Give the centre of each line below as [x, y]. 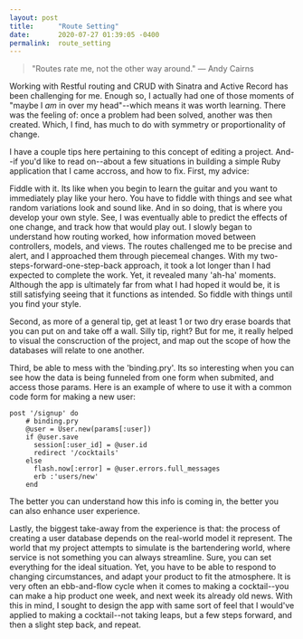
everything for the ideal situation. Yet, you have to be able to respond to [143, 567]
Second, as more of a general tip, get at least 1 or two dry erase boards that [150, 321]
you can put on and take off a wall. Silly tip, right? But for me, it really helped [151, 331]
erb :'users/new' [66, 477]
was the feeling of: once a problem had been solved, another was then [141, 115]
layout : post [34, 18]
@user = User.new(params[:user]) [89, 429]
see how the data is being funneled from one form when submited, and [142, 377]
